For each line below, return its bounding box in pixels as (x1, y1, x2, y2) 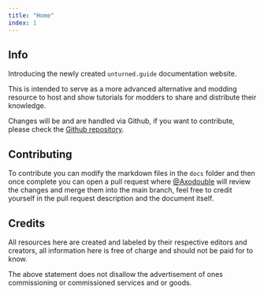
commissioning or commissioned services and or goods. (8, 278, 192, 287)
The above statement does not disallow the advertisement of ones (8, 269, 223, 278)
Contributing (8, 147, 73, 161)
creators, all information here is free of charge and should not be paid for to (8, 245, 254, 255)
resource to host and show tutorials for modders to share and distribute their (8, 92, 257, 103)
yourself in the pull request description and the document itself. (8, 194, 214, 204)
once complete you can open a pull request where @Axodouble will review (8, 177, 251, 186)
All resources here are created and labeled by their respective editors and (8, 237, 247, 247)
